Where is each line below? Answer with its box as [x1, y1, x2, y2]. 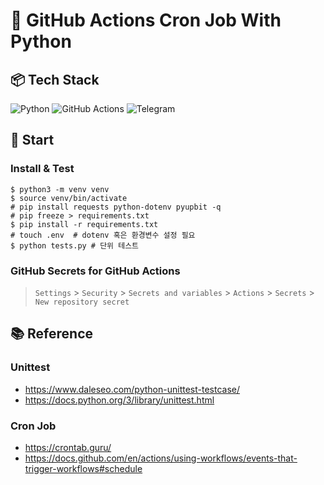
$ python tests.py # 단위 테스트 [10, 240, 140, 251]
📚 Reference [10, 325, 93, 343]
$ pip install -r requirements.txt [10, 219, 159, 229]
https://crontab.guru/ [24, 441, 112, 453]
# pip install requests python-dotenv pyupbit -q [10, 202, 222, 212]
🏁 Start [10, 132, 55, 149]
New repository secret [34, 297, 130, 307]
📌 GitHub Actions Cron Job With [10, 9, 282, 32]
